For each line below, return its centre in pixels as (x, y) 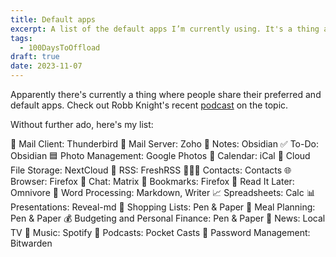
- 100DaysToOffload (60, 47)
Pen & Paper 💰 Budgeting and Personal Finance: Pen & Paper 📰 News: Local (168, 218)
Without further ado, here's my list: (82, 124)
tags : (21, 38)
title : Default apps (53, 19)
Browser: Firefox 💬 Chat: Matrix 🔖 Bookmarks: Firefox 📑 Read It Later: (152, 181)
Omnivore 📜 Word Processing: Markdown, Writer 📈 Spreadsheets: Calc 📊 (163, 192)
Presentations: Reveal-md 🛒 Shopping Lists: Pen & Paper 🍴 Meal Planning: (163, 207)
